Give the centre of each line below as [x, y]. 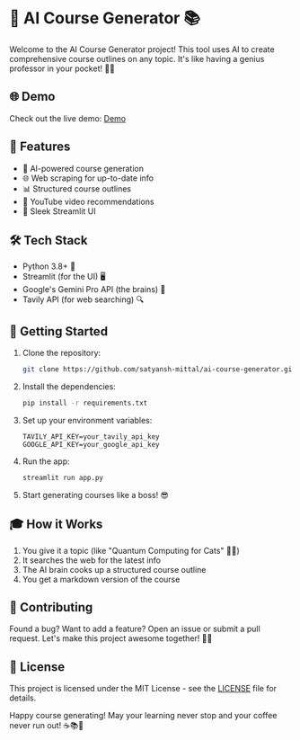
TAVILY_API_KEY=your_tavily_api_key [91, 437]
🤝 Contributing [51, 607]
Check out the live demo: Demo [68, 118]
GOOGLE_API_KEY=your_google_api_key [91, 444]
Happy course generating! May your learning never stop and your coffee [143, 716]
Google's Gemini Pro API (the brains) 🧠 [94, 290]
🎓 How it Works [56, 525]
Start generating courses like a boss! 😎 [95, 495]
